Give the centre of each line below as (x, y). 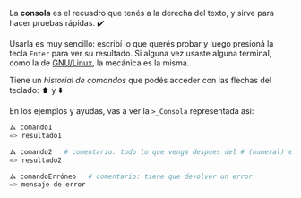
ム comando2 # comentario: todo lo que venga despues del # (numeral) (147, 151)
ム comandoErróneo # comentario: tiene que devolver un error (131, 176)
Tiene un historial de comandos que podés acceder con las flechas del (140, 80)
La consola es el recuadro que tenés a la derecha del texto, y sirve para (142, 13)
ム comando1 (31, 127)
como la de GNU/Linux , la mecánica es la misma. (99, 63)
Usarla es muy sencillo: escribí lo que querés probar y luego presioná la (142, 43)
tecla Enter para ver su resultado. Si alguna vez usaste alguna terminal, (141, 53)
